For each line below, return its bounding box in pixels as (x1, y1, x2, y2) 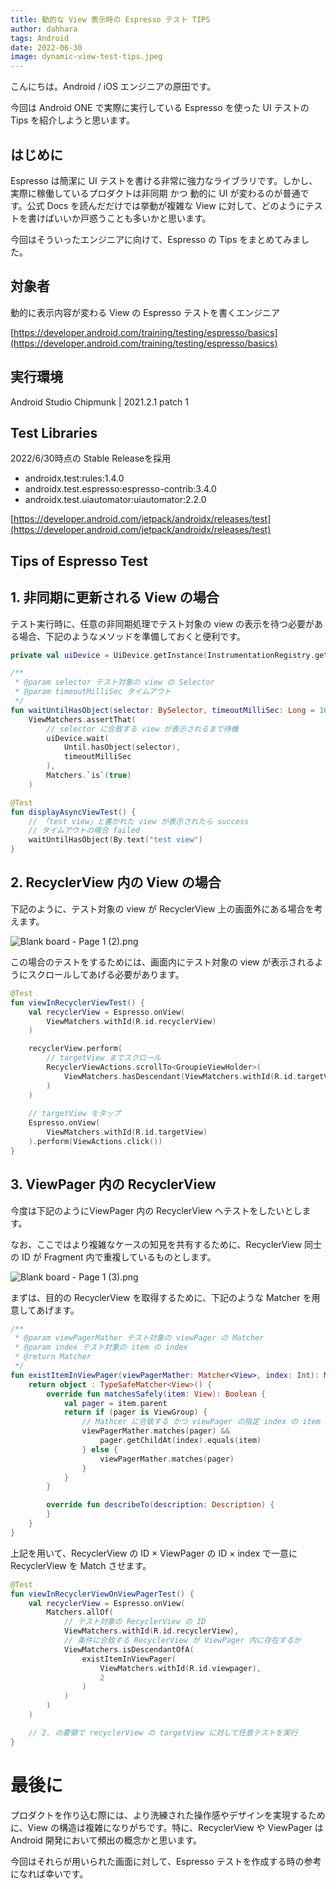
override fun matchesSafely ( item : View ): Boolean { (46, 1389, 267, 1399)
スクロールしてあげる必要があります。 (27, 968, 185, 980)
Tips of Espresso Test (10, 552, 148, 570)
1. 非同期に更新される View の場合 (10, 589, 220, 606)
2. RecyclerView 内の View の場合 (10, 874, 222, 891)
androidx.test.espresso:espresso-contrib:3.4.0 (24, 483, 217, 495)
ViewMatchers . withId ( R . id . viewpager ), (99, 1663, 262, 1673)
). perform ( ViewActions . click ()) (28, 1137, 163, 1147)
